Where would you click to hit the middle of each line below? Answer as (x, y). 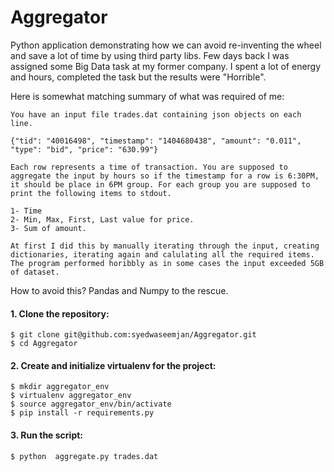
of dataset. (35, 272)
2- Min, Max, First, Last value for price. (102, 219)
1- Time (26, 211)
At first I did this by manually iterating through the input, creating (165, 246)
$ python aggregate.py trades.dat (84, 456)
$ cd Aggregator (44, 344)
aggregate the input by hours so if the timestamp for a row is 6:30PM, (165, 176)
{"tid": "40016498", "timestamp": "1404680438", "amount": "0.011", (156, 141)
